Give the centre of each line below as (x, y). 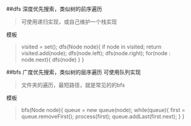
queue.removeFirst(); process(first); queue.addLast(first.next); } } (103, 116)
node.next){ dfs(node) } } (52, 60)
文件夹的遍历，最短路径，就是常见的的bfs (73, 85)
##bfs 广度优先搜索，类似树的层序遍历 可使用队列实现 (74, 72)
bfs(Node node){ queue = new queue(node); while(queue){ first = (103, 110)
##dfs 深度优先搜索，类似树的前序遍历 (54, 9)
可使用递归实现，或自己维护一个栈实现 (69, 22)
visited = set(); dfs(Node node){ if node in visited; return (91, 47)
